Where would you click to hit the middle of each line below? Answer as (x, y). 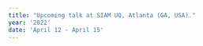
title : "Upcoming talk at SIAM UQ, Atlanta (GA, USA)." (102, 15)
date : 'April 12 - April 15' (56, 30)
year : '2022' (30, 23)
